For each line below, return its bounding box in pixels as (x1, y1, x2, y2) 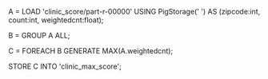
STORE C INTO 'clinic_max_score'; (8, 61, 122, 71)
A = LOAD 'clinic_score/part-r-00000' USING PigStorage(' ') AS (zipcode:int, (8, 7, 261, 16)
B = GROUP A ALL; (8, 31, 70, 40)
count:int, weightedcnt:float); (8, 15, 104, 25)
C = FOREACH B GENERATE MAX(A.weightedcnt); (8, 46, 174, 55)
